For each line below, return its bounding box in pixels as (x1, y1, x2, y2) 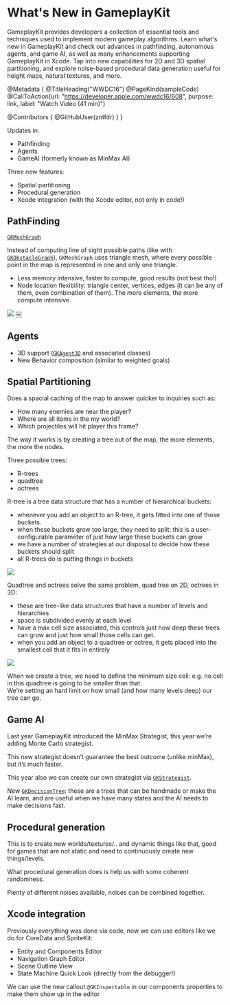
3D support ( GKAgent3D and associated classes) (16, 349, 151, 357)
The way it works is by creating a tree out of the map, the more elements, (7, 435, 215, 444)
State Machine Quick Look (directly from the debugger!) (16, 969, 176, 977)
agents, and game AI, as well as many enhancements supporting (7, 50, 190, 58)
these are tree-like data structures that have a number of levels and (16, 601, 208, 610)
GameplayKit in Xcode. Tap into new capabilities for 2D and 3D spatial (7, 56, 205, 65)
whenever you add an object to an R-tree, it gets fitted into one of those (16, 511, 220, 519)
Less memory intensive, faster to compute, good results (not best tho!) (16, 273, 218, 282)
